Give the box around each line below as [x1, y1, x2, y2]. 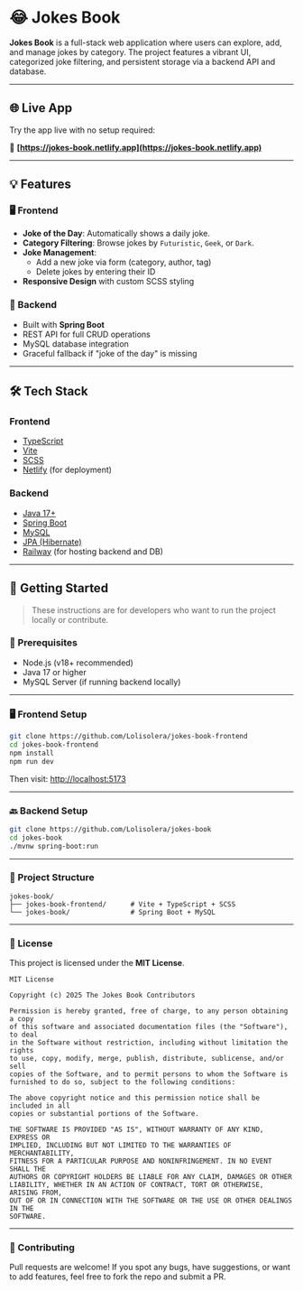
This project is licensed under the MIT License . [9, 958, 185, 969]
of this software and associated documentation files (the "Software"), [9, 1023, 289, 1032]
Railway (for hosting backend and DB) [22, 545, 164, 557]
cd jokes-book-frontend [9, 740, 99, 749]
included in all [9, 1101, 70, 1110]
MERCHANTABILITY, [9, 1149, 75, 1158]
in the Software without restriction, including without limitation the [9, 1038, 289, 1047]
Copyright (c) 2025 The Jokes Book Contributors [9, 991, 196, 1000]
